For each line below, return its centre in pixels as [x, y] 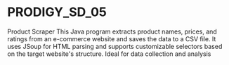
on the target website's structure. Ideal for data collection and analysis [109, 54]
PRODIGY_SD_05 [57, 12]
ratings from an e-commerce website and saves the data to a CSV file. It [112, 38]
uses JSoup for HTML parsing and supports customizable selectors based [115, 46]
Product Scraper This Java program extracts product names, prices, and [112, 31]
